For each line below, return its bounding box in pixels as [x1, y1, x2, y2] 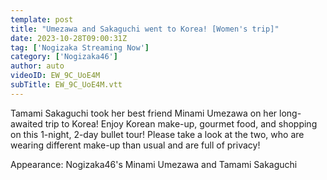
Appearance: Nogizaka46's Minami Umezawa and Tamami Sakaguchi [10, 158, 298, 170]
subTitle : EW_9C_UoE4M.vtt [10, 80, 123, 90]
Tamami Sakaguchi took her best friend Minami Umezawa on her [10, 107, 278, 119]
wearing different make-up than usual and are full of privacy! [10, 139, 261, 151]
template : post [10, 14, 74, 25]
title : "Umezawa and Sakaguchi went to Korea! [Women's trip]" [10, 24, 280, 34]
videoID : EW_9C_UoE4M [10, 71, 101, 81]
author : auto [10, 61, 65, 71]
